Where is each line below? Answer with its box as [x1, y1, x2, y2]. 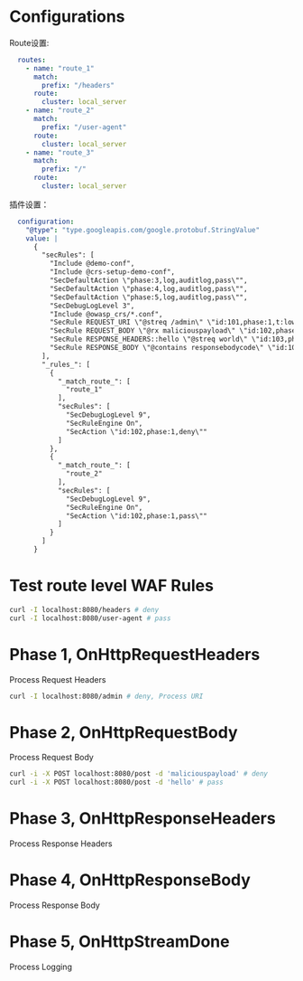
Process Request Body [9, 752, 95, 763]
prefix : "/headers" [41, 80, 115, 90]
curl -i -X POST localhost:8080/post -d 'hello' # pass [9, 778, 224, 788]
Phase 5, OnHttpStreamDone [9, 931, 230, 952]
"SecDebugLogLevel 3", [49, 301, 135, 310]
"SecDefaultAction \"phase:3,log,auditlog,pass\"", [49, 276, 248, 286]
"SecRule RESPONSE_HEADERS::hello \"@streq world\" [49, 335, 248, 344]
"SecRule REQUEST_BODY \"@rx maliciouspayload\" [49, 326, 236, 335]
